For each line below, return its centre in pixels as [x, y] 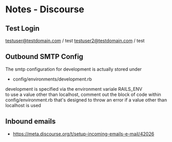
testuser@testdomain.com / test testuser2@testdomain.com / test [75, 40]
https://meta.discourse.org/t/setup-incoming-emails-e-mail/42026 [83, 134]
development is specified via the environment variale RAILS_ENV [74, 89]
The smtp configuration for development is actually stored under [74, 69]
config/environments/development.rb [52, 79]
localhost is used [23, 105]
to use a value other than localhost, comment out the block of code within [83, 94]
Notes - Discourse [45, 9]
